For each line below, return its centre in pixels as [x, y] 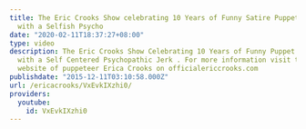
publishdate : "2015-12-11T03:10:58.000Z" [89, 77]
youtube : [34, 102]
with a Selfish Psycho [61, 26]
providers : [30, 94]
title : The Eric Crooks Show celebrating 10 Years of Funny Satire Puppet [154, 18]
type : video [32, 43]
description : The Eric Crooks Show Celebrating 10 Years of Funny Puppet [153, 52]
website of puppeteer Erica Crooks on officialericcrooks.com [138, 69]
